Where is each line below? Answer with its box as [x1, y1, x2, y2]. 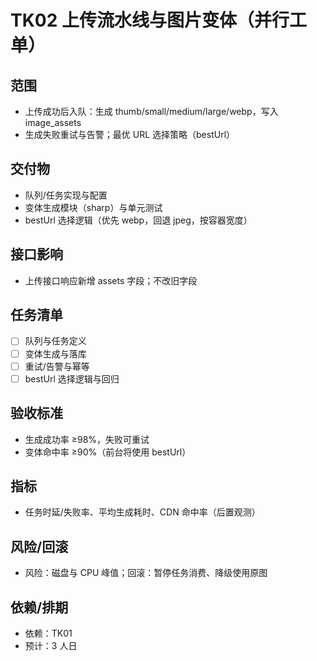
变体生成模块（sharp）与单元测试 [24, 201, 163, 213]
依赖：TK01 [24, 627, 73, 639]
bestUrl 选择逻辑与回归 [24, 372, 120, 385]
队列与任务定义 [24, 335, 87, 347]
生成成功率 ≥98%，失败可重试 [24, 433, 150, 445]
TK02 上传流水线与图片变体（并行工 [10, 9, 307, 32]
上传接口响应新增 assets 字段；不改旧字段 [24, 274, 198, 286]
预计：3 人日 [24, 639, 78, 651]
